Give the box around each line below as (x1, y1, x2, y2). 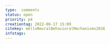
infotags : (5, 31, 26, 36)
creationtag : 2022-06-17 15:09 (5, 21, 71, 27)
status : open (5, 12, 33, 17)
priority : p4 (5, 17, 33, 22)
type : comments (5, 7, 40, 13)
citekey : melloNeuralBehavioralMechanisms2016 (5, 26, 105, 31)
